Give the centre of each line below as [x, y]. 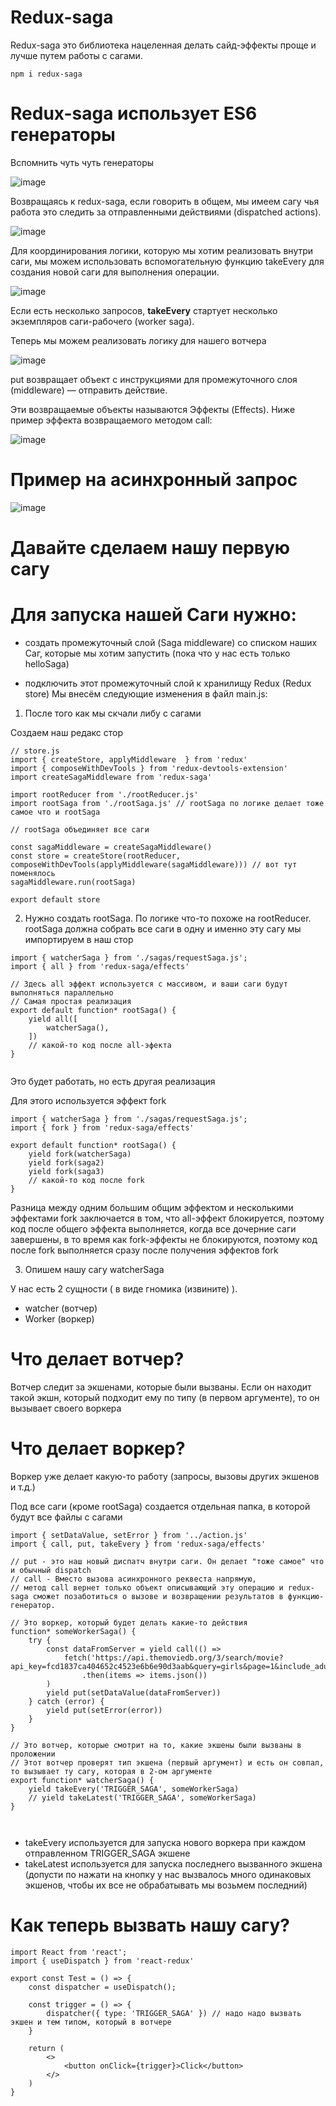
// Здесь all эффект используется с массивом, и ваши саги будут [149, 984]
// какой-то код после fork [86, 1180]
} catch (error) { [66, 1701]
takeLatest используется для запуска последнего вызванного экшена [173, 1863]
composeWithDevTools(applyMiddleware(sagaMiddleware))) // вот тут [154, 864]
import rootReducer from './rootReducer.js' [104, 794]
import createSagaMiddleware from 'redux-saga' [111, 777]
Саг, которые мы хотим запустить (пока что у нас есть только [157, 653]
